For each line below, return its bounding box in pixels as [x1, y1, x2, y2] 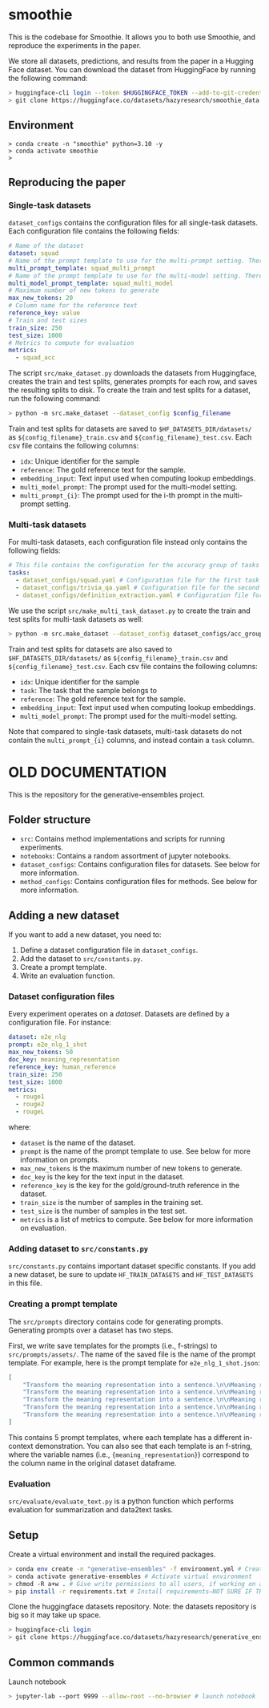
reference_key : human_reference [8, 1063, 116, 1071]
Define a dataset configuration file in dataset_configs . [19, 945, 199, 955]
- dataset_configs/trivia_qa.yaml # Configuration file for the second [15, 583, 260, 591]
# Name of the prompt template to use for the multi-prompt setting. [8, 257, 246, 265]
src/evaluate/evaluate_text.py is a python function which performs [8, 1496, 235, 1506]
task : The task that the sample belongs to [19, 685, 158, 695]
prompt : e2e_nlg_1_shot [8, 1041, 88, 1049]
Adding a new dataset [8, 908, 120, 922]
